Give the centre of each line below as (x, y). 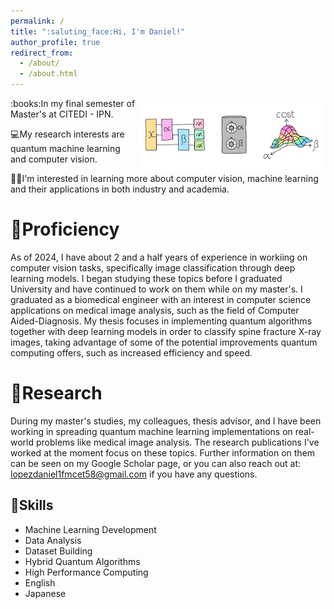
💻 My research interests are (67, 134)
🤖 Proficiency (65, 229)
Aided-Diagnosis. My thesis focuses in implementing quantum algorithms (161, 321)
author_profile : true (55, 42)
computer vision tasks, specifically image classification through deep (153, 267)
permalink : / (37, 21)
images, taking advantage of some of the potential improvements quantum (164, 342)
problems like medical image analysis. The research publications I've (177, 442)
